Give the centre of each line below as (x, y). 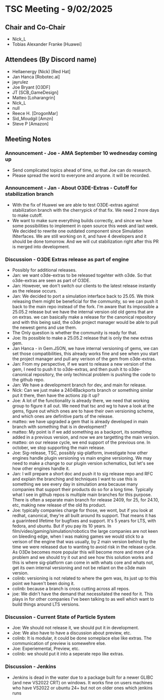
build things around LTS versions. (46, 604)
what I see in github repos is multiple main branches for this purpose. (82, 495)
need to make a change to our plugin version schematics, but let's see (83, 464)
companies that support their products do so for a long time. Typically (82, 490)
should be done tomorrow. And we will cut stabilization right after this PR (85, 241)
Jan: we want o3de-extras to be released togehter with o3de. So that (82, 275)
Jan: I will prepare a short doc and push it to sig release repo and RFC (82, 474)
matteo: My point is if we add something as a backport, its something (82, 432)
